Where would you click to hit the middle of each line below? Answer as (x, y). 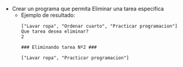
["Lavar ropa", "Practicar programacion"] (75, 58)
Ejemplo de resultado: (48, 15)
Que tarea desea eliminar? (55, 31)
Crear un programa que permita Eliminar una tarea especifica (88, 9)
